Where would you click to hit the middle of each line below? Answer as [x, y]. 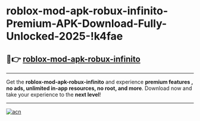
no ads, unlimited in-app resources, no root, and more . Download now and [99, 88]
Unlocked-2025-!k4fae [65, 36]
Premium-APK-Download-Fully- [87, 24]
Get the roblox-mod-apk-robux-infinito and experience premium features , [100, 82]
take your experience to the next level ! [54, 94]
